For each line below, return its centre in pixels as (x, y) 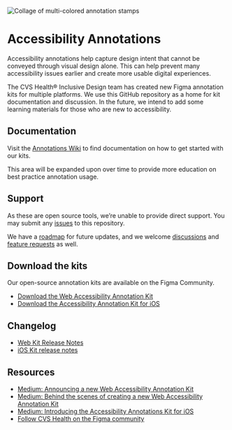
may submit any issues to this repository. (66, 223)
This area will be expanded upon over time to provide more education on (112, 169)
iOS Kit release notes (48, 350)
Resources (31, 372)
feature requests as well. (43, 244)
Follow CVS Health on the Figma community (81, 419)
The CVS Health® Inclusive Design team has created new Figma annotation (115, 87)
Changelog (32, 326)
